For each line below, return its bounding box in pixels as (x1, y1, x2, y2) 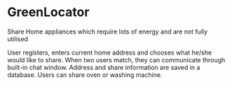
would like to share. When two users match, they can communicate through (7, 55, 226, 64)
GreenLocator (7, 4, 90, 20)
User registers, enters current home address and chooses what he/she (7, 48, 212, 57)
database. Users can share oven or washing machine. (7, 71, 163, 79)
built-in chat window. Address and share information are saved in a (7, 63, 200, 71)
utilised (7, 34, 29, 43)
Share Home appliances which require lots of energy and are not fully (7, 27, 208, 36)
